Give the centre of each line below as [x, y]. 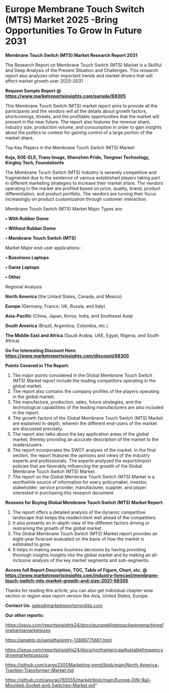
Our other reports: [25, 615]
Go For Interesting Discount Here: [41, 350]
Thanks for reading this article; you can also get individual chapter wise [79, 590]
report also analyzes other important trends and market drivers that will [79, 75]
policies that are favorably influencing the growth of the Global [77, 466]
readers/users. [28, 444]
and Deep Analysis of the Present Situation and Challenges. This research [82, 70]
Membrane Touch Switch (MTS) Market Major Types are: [64, 209]
